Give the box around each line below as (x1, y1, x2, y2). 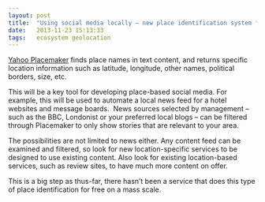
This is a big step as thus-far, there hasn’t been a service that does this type (8, 177, 256, 186)
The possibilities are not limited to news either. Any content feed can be (8, 136, 241, 146)
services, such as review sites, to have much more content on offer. (8, 161, 229, 170)
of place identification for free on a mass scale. (8, 185, 162, 194)
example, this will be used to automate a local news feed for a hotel (8, 95, 227, 105)
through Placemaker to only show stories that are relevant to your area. (8, 121, 239, 130)
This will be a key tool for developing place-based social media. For (8, 88, 227, 97)
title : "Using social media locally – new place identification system (8, 19, 252, 27)
